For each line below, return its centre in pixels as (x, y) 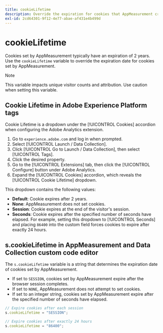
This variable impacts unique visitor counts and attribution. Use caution (76, 85)
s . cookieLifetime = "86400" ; (34, 326)
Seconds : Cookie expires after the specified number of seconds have (81, 214)
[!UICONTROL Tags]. (33, 154)
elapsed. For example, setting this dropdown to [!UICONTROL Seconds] (84, 219)
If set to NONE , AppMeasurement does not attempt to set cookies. (77, 289)
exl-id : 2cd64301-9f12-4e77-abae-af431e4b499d (53, 18)
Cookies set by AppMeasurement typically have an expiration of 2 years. (78, 56)
